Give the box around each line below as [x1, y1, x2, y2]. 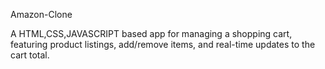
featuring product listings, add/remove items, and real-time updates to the [10, 39, 316, 50]
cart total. [10, 49, 50, 61]
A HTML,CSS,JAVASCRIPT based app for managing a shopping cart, [10, 28, 293, 39]
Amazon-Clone [10, 9, 73, 20]
